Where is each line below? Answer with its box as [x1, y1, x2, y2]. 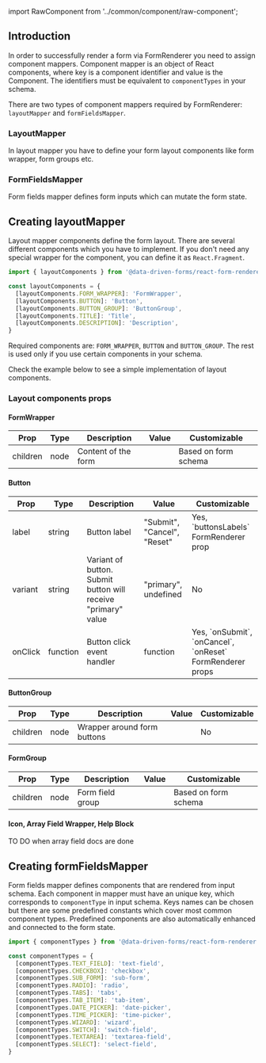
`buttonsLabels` [191, 521, 250, 532]
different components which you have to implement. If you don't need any [8, 245, 249, 254]
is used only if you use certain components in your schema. [8, 349, 203, 359]
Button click [86, 636, 131, 647]
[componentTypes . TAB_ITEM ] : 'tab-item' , [15, 996, 150, 1004]
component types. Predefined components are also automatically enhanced [8, 914, 256, 924]
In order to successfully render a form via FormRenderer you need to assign [8, 51, 256, 60]
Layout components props [8, 393, 112, 404]
